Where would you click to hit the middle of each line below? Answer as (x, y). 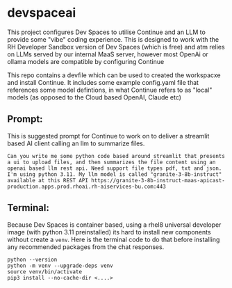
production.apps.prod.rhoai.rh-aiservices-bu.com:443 (87, 186)
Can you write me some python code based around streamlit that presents (116, 156)
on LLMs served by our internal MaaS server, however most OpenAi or (108, 54)
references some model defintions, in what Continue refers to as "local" (110, 90)
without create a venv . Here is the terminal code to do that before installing (114, 239)
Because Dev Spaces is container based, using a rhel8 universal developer (114, 225)
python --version (32, 259)
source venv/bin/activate (44, 272)
